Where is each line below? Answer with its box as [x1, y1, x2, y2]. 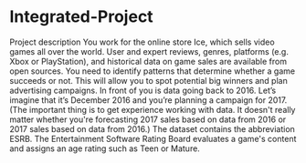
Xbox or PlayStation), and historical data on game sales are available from [9, 56, 288, 66]
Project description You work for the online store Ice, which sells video [9, 36, 276, 47]
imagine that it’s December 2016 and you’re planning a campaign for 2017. [9, 94, 288, 106]
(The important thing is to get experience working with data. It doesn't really [9, 104, 296, 115]
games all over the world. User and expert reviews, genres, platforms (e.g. [9, 46, 290, 56]
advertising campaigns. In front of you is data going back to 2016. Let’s [9, 85, 277, 96]
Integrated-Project [9, 6, 153, 27]
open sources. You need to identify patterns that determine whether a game [9, 66, 295, 76]
